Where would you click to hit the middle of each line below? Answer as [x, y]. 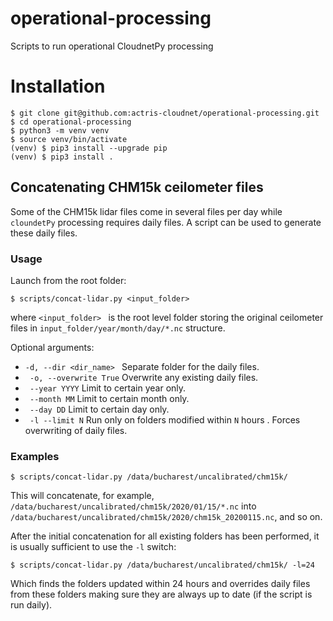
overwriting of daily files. [76, 430]
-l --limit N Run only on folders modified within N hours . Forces [165, 419]
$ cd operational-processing [71, 122]
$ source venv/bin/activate [69, 139]
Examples [35, 456]
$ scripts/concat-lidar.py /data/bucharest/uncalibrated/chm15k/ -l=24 [162, 565]
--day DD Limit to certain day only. [99, 409]
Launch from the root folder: [68, 280]
